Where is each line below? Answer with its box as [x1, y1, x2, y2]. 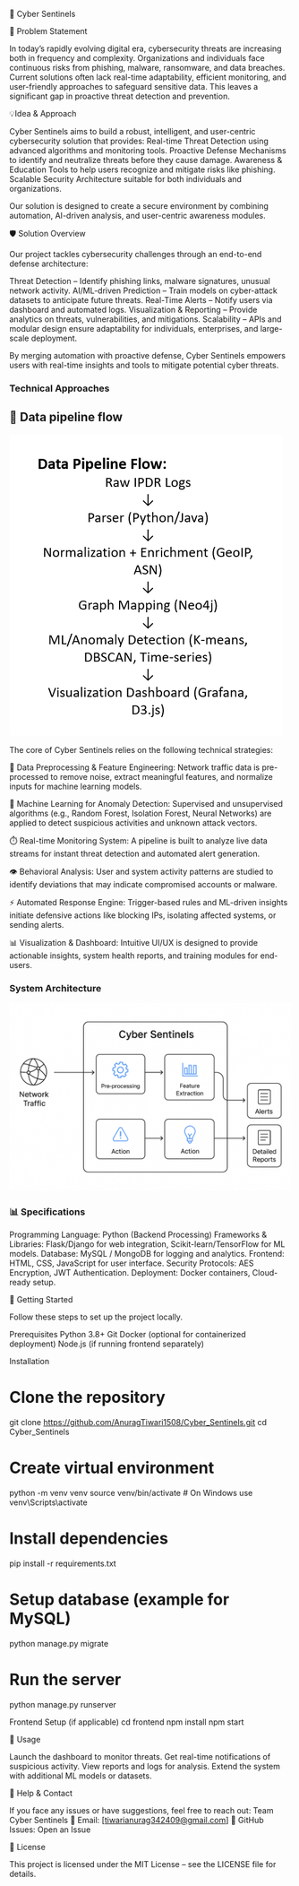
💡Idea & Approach [9, 108, 77, 118]
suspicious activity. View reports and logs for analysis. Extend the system [9, 1761, 280, 1771]
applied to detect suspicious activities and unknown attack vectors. [9, 817, 258, 828]
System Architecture [9, 982, 102, 994]
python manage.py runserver [9, 1699, 116, 1709]
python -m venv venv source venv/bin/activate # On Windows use [9, 1487, 253, 1498]
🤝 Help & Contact [9, 1787, 73, 1798]
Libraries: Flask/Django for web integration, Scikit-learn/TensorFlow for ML [9, 1239, 286, 1250]
